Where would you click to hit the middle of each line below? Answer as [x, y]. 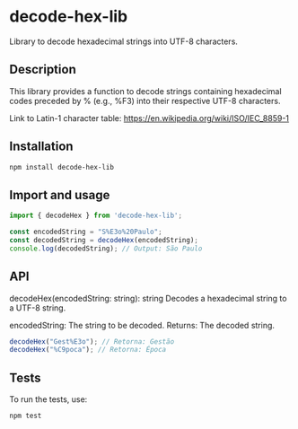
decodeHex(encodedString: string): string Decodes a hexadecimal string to [148, 298]
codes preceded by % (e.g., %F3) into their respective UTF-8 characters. [145, 101]
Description [43, 70]
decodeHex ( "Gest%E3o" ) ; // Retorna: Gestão [92, 341]
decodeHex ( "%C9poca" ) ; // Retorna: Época [88, 350]
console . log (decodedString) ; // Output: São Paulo [106, 249]
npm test [26, 416]
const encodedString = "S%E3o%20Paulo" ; [86, 232]
